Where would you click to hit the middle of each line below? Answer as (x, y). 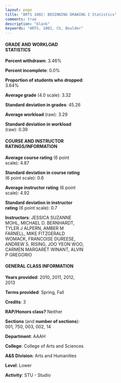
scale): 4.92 (17, 192)
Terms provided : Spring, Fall (35, 292)
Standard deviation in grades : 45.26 (43, 105)
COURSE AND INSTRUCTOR (34, 141)
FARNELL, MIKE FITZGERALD (35, 233)
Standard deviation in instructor (39, 202)
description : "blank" (28, 24)
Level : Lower (18, 365)
